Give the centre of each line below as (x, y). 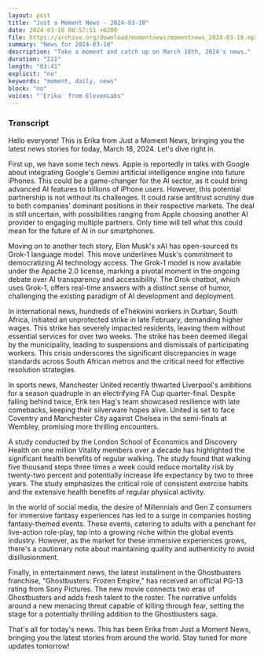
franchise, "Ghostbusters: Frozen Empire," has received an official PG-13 (126, 580)
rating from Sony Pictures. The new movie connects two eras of (111, 589)
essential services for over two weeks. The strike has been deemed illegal (128, 336)
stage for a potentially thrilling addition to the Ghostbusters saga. (113, 614)
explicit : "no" (33, 74)
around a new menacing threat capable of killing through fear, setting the (126, 605)
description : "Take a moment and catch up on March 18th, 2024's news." (130, 52)
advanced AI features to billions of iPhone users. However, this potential (125, 188)
